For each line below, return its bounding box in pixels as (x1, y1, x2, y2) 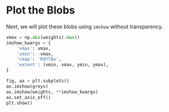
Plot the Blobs (6, 4, 75, 17)
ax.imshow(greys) (6, 83, 49, 89)
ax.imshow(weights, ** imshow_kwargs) (6, 89, 99, 95)
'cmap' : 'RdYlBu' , (16, 57, 62, 62)
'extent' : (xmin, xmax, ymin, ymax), (16, 62, 109, 68)
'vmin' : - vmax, (16, 51, 54, 57)
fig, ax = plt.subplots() (6, 78, 69, 84)
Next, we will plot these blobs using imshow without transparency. (6, 23, 163, 30)
